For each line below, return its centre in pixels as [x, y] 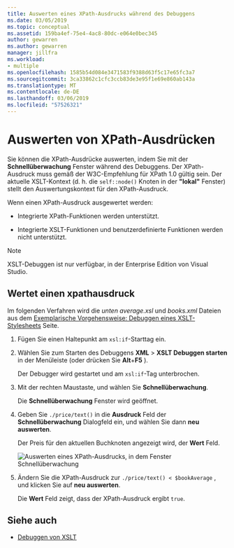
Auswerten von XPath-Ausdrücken [111, 140]
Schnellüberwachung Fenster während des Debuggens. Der [95, 166]
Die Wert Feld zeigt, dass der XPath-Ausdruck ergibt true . [101, 498]
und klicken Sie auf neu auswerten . [69, 485]
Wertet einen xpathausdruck [71, 294]
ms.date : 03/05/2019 [37, 20]
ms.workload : [26, 60]
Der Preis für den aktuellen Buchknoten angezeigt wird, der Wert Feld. [118, 443]
